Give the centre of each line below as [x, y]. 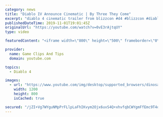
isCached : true [29, 98]
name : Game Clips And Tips [37, 54]
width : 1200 [26, 89]
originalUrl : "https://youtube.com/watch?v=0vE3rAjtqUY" [64, 28]
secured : [14, 107]
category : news [20, 9]
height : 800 [26, 94]
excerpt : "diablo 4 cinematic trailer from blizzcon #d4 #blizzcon [75, 18]
